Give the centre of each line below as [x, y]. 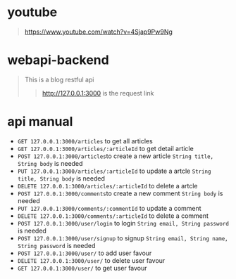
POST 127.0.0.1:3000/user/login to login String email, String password [123, 223]
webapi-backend [58, 60]
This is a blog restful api [59, 79]
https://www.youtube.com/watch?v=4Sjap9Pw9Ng [98, 32]
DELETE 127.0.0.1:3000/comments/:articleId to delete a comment [113, 216]
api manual [40, 122]
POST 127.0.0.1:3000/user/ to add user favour [85, 253]
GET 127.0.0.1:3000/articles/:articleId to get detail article [105, 148]
